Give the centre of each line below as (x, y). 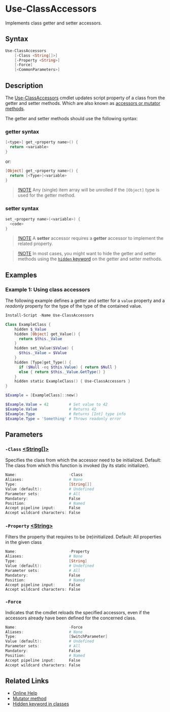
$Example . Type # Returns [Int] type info (65, 414)
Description (24, 85)
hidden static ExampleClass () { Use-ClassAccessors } (72, 381)
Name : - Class (44, 475)
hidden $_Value (30, 329)
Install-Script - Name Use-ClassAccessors (50, 316)
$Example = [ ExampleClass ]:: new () (42, 395)
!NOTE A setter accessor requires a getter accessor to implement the (91, 238)
